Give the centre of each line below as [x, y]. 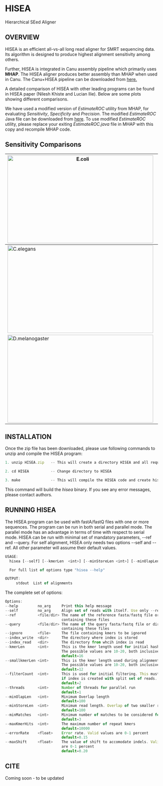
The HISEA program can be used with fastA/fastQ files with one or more [77, 522]
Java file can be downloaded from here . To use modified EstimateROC [75, 119]
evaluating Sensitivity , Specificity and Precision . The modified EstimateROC [81, 114]
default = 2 [71, 683]
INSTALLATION [28, 437]
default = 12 [72, 669]
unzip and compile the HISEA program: [44, 453]
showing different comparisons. [37, 99]
